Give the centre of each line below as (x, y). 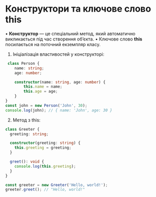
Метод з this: (26, 120)
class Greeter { (22, 129)
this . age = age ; (41, 92)
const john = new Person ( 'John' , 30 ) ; (46, 105)
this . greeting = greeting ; (43, 148)
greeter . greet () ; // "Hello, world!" (45, 190)
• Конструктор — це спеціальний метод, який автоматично (70, 33)
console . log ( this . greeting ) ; (45, 166)
